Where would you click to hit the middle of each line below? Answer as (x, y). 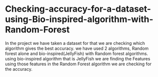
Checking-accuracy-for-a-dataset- (78, 9)
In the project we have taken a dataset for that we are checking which (75, 43)
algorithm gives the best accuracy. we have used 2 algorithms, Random (77, 48)
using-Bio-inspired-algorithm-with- (79, 19)
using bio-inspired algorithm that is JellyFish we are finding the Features (78, 58)
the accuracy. (19, 69)
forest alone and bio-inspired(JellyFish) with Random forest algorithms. (77, 53)
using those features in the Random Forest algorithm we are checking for (79, 64)
